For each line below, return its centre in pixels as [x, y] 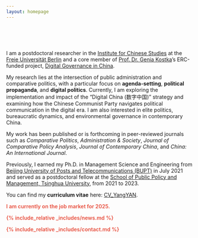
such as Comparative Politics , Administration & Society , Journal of [87, 140]
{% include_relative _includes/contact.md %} [63, 229]
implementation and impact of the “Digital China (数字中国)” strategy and [95, 97]
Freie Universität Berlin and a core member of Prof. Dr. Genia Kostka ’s [91, 59]
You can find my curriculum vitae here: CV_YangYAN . [72, 195]
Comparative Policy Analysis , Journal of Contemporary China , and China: [96, 147]
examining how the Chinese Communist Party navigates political [84, 103]
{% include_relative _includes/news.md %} [60, 218]
